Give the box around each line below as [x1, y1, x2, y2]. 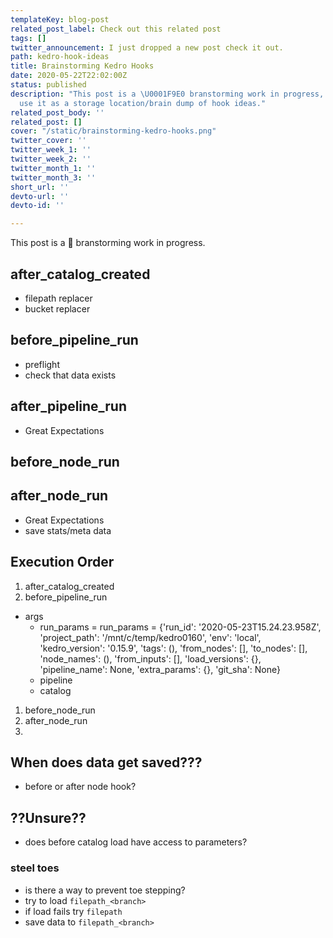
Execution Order [10, 554, 115, 571]
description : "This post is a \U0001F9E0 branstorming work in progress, [10, 89, 325, 99]
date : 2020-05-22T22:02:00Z [10, 71, 128, 81]
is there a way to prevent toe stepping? [24, 884, 186, 896]
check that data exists [24, 369, 117, 381]
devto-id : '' [10, 201, 65, 211]
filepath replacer [24, 292, 93, 304]
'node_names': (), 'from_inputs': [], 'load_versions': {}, [39, 652, 262, 665]
